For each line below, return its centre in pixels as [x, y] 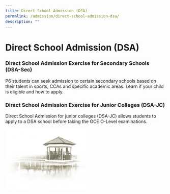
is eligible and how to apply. [34, 91]
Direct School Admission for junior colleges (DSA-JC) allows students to [81, 116]
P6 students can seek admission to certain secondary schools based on [81, 81]
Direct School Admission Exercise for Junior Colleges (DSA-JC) [85, 105]
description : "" [22, 21]
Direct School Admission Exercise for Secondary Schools [77, 63]
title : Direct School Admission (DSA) [46, 11]
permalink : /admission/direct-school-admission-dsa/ [62, 16]
